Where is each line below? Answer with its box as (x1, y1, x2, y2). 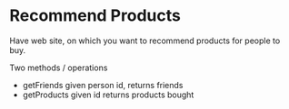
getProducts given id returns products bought (22, 89, 194, 100)
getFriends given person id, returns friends (22, 79, 184, 90)
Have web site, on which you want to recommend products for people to (9, 35, 281, 46)
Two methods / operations (9, 62, 108, 73)
